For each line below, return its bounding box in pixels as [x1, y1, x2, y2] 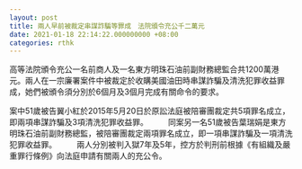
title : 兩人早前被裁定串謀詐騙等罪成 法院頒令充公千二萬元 [9, 22, 205, 31]
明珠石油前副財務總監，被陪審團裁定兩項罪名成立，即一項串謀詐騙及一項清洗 [9, 128, 293, 139]
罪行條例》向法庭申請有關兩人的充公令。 [16, 150, 167, 162]
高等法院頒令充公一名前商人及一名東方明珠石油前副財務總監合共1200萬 [9, 64, 271, 75]
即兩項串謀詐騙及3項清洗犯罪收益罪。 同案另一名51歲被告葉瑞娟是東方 [9, 117, 287, 128]
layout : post [9, 13, 58, 22]
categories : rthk [9, 38, 75, 48]
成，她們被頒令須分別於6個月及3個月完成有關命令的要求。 [9, 86, 225, 97]
